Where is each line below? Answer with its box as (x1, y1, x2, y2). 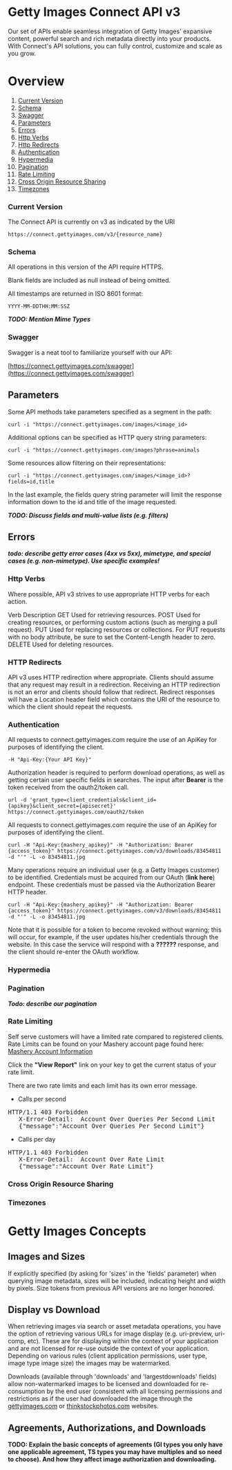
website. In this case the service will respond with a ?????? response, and (8, 940, 220, 949)
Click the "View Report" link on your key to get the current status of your (8, 1061, 217, 1069)
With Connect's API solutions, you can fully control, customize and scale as (8, 42, 223, 50)
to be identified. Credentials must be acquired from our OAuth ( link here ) (8, 874, 215, 882)
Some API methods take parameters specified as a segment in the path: (8, 407, 213, 416)
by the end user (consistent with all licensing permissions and (46, 1387, 222, 1396)
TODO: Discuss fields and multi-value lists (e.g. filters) (8, 511, 168, 520)
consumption (8, 1387, 46, 1396)
